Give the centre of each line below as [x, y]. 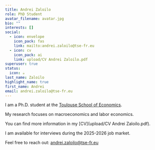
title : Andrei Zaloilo [28, 9]
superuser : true [21, 64]
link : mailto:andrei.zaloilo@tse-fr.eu [54, 46]
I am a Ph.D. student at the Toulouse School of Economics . [64, 105]
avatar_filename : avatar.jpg [34, 19]
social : [13, 32]
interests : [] [19, 28]
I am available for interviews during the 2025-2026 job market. [68, 133]
